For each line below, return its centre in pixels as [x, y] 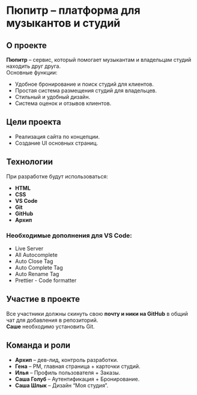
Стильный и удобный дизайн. [53, 97]
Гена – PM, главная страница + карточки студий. [77, 366]
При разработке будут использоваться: [57, 176]
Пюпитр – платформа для [73, 11]
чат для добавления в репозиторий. [52, 320]
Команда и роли [38, 345]
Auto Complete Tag [39, 267]
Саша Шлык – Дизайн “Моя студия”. [62, 385]
